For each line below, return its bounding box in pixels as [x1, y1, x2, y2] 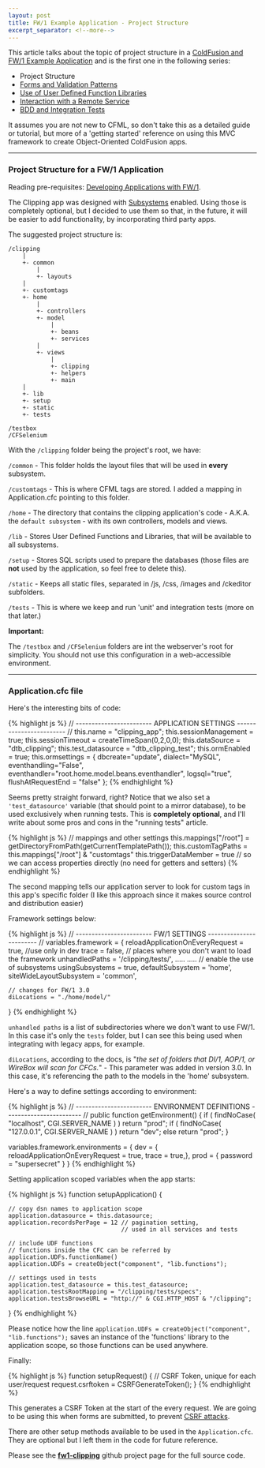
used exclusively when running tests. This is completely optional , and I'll [8, 809, 246, 818]
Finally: [8, 1355, 32, 1365]
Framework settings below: [8, 913, 96, 923]
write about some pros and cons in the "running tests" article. [8, 818, 209, 827]
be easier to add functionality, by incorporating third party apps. [8, 214, 217, 223]
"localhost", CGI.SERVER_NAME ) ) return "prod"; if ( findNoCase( [8, 1118, 222, 1128]
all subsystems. [8, 540, 59, 549]
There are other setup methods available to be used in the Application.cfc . [8, 1426, 254, 1436]
